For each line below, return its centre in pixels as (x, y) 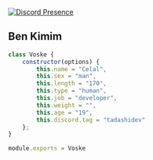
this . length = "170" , (72, 84)
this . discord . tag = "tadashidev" (91, 120)
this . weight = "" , (66, 105)
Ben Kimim (35, 36)
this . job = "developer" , (77, 98)
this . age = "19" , (64, 112)
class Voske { (31, 55)
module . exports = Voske (47, 148)
